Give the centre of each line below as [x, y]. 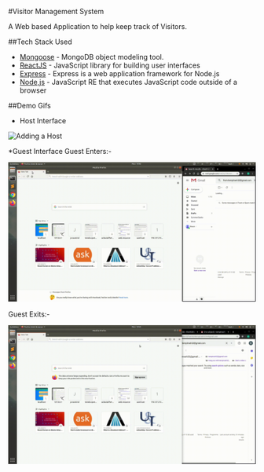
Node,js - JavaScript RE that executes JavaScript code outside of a [128, 82]
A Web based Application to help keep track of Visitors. [97, 26]
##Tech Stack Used [40, 42]
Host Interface [43, 121]
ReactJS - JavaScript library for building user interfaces [110, 65]
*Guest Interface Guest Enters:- [60, 151]
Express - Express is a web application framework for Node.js [119, 73]
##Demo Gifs [29, 106]
